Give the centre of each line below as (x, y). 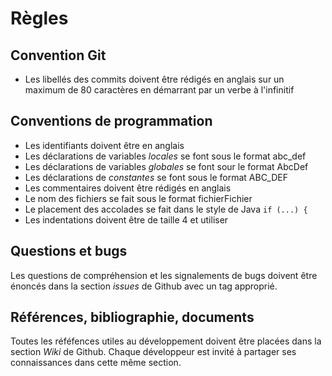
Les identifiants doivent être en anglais (104, 145)
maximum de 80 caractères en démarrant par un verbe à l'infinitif (159, 90)
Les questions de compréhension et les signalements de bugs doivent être (164, 275)
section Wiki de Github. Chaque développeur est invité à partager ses (153, 352)
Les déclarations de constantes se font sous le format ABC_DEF (156, 177)
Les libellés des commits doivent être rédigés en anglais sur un (154, 79)
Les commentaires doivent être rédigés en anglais (128, 188)
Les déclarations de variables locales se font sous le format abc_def (165, 156)
